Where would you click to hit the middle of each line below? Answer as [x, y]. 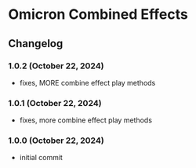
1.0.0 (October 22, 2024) [56, 141]
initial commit [41, 158]
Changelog [36, 44]
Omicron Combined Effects [98, 15]
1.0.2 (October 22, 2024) [56, 66]
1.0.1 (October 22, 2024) [55, 103]
